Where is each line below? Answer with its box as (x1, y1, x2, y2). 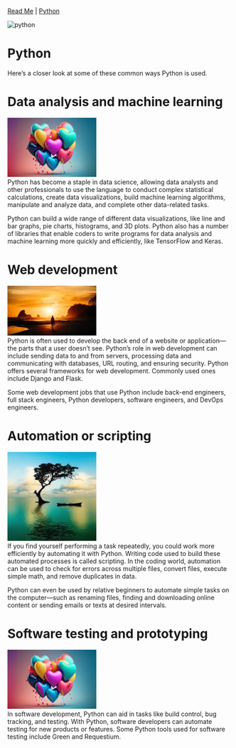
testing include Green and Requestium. (7, 732, 122, 741)
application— (187, 336, 226, 345)
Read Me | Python (7, 7, 60, 15)
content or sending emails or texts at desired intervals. (7, 601, 167, 609)
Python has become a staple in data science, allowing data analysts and (7, 178, 218, 186)
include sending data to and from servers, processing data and (7, 351, 192, 360)
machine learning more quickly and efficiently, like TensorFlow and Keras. (7, 237, 224, 245)
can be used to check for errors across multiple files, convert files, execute (7, 564, 227, 572)
